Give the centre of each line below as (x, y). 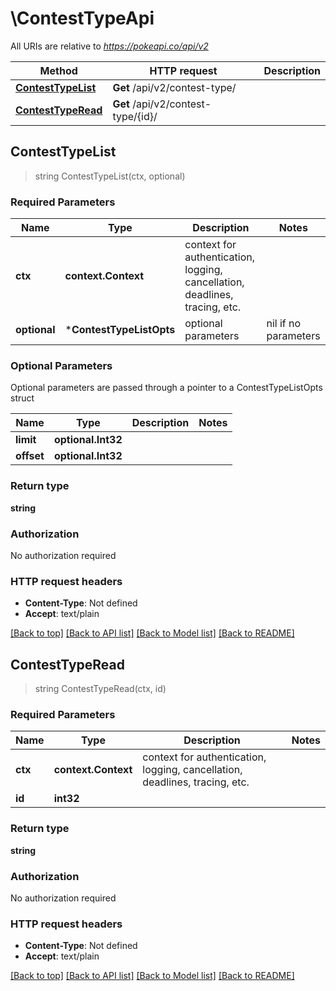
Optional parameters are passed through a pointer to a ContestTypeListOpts (166, 388)
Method (58, 70)
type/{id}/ (135, 116)
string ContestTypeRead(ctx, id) (100, 689)
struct (22, 398)
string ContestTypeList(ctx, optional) (110, 176)
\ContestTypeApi (82, 18)
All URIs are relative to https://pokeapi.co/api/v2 (109, 46)
